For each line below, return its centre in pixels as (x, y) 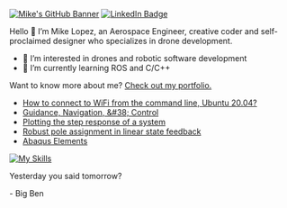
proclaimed (30, 41)
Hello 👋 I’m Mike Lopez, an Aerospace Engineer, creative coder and (134, 31)
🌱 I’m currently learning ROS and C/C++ (96, 68)
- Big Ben (27, 193)
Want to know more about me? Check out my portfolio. (111, 85)
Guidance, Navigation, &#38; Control (90, 112)
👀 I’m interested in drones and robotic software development (135, 58)
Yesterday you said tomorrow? (66, 176)
